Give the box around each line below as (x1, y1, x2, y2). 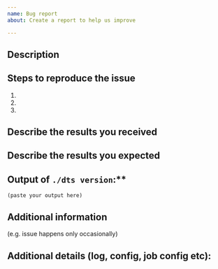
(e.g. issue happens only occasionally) (7, 230, 118, 238)
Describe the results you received (7, 126, 158, 138)
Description (7, 48, 59, 60)
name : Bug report (7, 10, 58, 17)
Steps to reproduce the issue (7, 73, 136, 85)
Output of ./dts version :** (7, 173, 127, 185)
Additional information (7, 211, 108, 223)
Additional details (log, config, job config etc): (7, 249, 212, 262)
